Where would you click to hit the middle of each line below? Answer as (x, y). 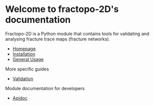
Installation (24, 54)
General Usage (28, 59)
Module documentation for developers (45, 88)
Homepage (24, 48)
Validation (23, 78)
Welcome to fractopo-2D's (62, 9)
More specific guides (27, 69)
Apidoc (20, 98)
